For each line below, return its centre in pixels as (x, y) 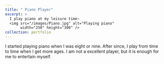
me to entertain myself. (28, 56)
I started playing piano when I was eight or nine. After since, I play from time (82, 46)
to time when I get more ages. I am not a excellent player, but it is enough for (82, 51)
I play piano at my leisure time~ (44, 19)
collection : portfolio (28, 32)
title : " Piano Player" (29, 10)
